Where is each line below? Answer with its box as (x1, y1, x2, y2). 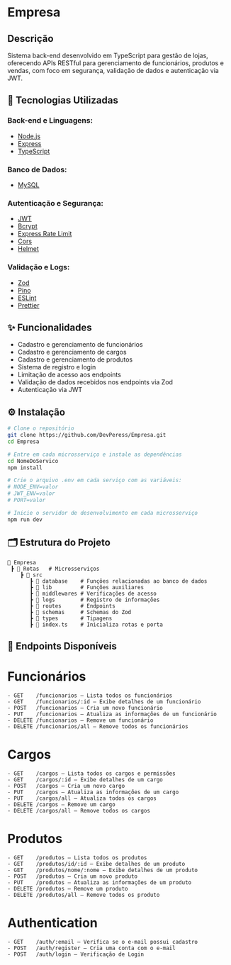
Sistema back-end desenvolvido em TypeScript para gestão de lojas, (7, 51, 209, 60)
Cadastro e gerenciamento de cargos (17, 348, 127, 357)
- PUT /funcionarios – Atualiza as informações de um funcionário (7, 710, 218, 718)
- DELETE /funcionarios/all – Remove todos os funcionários (7, 723, 189, 730)
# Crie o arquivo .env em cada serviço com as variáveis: (7, 476, 182, 484)
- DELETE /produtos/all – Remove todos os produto (7, 891, 160, 898)
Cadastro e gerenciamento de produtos (17, 355, 133, 364)
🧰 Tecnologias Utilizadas (7, 94, 118, 106)
